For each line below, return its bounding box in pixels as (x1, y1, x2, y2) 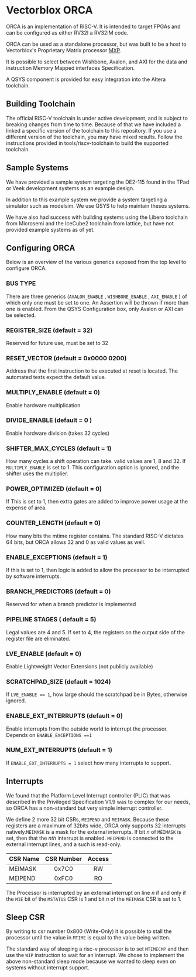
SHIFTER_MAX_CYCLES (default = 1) (6, 444, 112, 452)
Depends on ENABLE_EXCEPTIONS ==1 (6, 731, 92, 738)
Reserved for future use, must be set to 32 (6, 339, 109, 346)
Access (87, 854, 109, 863)
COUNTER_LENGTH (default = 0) (6, 519, 101, 527)
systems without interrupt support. (6, 964, 90, 971)
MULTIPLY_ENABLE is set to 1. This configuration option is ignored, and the (6, 464, 180, 471)
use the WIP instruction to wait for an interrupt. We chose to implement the (6, 952, 184, 959)
